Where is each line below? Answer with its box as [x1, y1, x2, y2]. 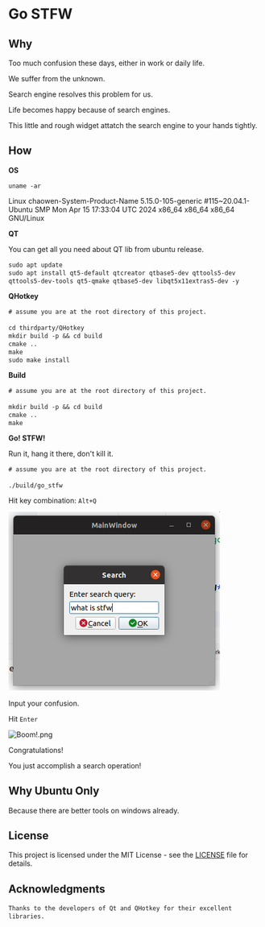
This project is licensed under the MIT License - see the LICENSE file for [8, 850, 248, 860]
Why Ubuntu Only [8, 784, 100, 798]
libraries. [8, 913, 45, 921]
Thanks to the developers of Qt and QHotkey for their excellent [8, 904, 232, 913]
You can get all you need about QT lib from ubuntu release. [8, 244, 204, 254]
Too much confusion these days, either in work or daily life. [8, 58, 205, 68]
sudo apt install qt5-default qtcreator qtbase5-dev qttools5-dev [8, 269, 236, 277]
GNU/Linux [8, 213, 45, 222]
